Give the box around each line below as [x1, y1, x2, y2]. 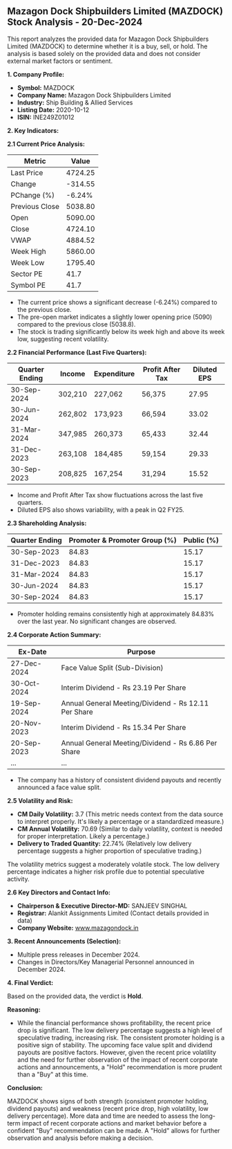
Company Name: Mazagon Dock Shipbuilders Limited [17, 91, 171, 99]
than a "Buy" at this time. [17, 1070, 88, 1078]
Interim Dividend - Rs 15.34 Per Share [61, 722, 186, 732]
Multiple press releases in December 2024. [17, 950, 140, 959]
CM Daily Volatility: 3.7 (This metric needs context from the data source [17, 809, 224, 818]
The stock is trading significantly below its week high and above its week [17, 327, 225, 335]
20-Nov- [10, 718, 42, 728]
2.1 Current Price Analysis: [7, 140, 85, 148]
